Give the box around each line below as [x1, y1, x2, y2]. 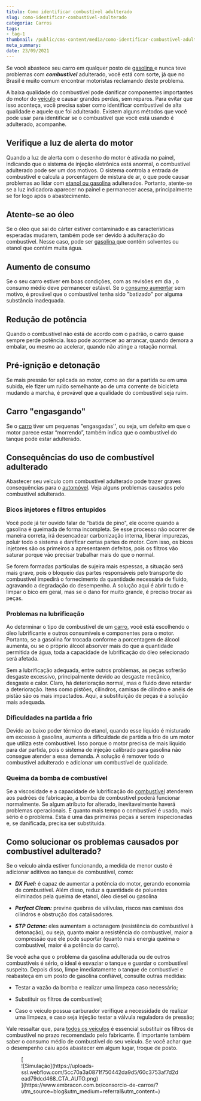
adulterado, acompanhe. [6, 121, 67, 128]
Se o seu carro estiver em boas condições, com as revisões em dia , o [6, 278, 179, 285]
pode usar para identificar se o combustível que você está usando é [6, 114, 174, 121]
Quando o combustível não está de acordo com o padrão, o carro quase [6, 331, 184, 337]
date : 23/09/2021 [6, 48, 50, 54]
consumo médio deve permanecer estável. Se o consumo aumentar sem [6, 284, 185, 292]
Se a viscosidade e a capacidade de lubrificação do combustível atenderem [6, 787, 193, 795]
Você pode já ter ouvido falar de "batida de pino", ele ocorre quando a [6, 519, 179, 526]
